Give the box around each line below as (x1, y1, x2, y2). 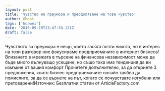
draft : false (5, 30, 32, 35)
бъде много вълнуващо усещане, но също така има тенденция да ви (5, 60, 151, 65)
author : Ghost (5, 16, 35, 21)
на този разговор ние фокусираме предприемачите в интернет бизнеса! (5, 49, 160, 55)
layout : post (5, 7, 32, 12)
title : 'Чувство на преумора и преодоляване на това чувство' (5, 12, 136, 17)
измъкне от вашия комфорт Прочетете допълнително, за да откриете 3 (5, 64, 157, 70)
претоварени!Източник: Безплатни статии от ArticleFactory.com (5, 80, 140, 86)
